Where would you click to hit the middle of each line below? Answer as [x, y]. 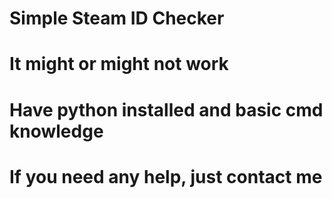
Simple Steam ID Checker [117, 18]
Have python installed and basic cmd [166, 109]
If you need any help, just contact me [166, 176]
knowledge [56, 131]
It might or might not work [119, 64]
